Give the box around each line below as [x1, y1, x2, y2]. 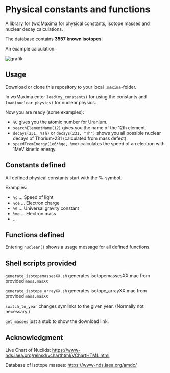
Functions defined [5, 231, 65, 239]
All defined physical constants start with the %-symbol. [5, 175, 122, 181]
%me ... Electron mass [12, 210, 56, 216]
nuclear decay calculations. [5, 26, 63, 32]
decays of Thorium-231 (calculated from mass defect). [12, 135, 128, 141]
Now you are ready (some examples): [5, 109, 84, 115]
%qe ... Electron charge [12, 200, 60, 206]
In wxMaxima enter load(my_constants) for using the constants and [5, 93, 147, 100]
